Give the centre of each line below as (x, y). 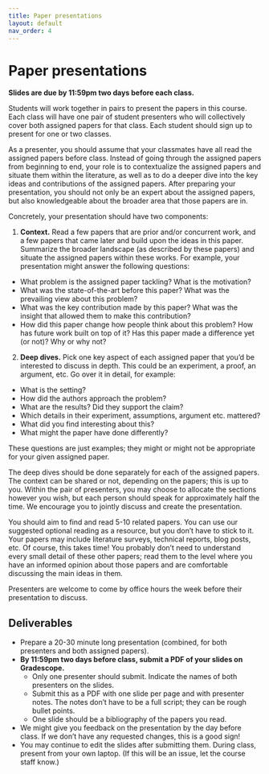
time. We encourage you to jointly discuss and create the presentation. (125, 507)
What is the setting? (53, 390)
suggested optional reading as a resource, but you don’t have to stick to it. (131, 531)
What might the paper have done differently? (94, 433)
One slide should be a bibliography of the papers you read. (129, 719)
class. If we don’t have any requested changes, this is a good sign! (130, 736)
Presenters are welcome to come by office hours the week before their (125, 589)
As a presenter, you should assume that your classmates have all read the (130, 150)
